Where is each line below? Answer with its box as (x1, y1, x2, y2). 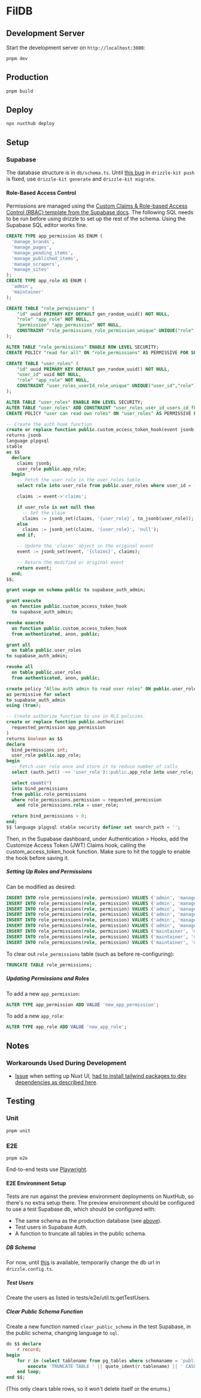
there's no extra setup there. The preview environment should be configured (6, 1199, 195, 1207)
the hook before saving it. (6, 854, 69, 861)
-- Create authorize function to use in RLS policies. (6, 713, 146, 720)
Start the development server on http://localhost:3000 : (6, 44, 145, 51)
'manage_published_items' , (11, 255, 79, 262)
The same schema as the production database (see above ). (14, 1217, 162, 1225)
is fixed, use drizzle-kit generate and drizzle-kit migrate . (6, 175, 156, 182)
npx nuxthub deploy (6, 121, 55, 127)
